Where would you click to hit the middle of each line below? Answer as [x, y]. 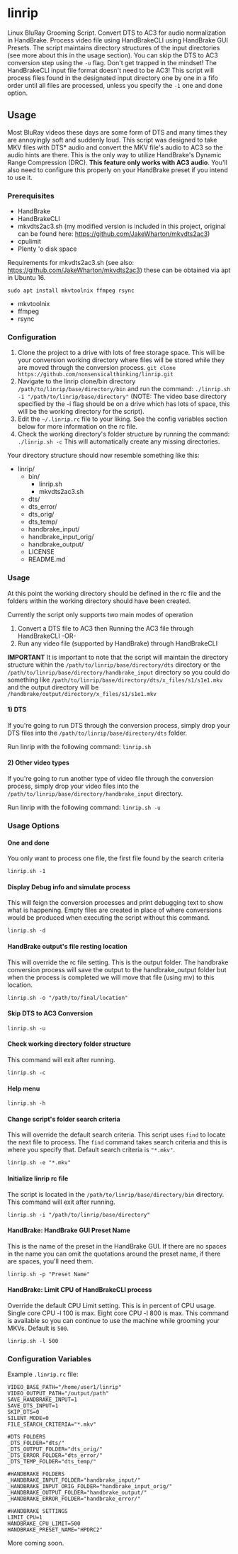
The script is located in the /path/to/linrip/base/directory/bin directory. [116, 1194]
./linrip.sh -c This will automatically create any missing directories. [119, 441]
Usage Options [34, 826]
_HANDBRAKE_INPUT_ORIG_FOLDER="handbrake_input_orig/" [90, 1487]
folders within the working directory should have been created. [99, 601]
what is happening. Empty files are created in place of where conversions [114, 910]
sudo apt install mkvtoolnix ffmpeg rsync [71, 291]
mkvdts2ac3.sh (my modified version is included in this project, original [121, 226]
